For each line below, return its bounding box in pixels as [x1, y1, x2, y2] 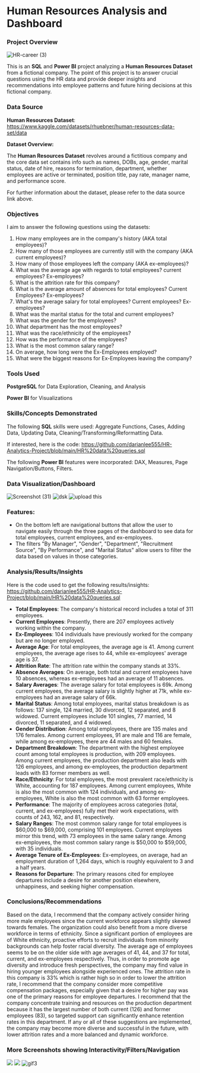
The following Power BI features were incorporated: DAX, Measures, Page [7, 458, 188, 465]
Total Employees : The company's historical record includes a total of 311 [15, 605, 193, 612]
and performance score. [7, 177, 66, 185]
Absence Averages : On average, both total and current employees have [15, 668, 192, 675]
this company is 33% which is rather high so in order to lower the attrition [7, 974, 186, 981]
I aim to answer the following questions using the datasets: [7, 224, 151, 231]
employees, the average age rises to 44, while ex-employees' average [15, 649, 188, 656]
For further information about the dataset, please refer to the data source [7, 189, 185, 196]
